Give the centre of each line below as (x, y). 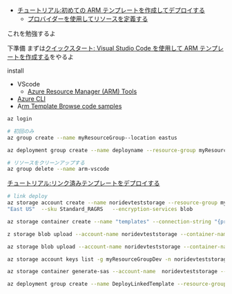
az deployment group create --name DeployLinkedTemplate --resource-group (117, 284)
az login (20, 119)
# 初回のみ (21, 131)
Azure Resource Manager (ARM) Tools (82, 91)
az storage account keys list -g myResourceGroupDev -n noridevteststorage (118, 259)
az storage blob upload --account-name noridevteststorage (94, 247)
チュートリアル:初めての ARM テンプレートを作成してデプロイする (111, 10)
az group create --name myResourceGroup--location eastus (92, 138)
